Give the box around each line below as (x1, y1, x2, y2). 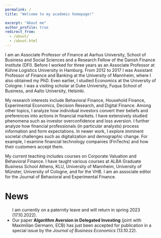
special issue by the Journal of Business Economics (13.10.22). (12, 227, 137, 233)
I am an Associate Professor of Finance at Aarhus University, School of (5, 51, 146, 57)
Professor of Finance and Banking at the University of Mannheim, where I (5, 72, 151, 78)
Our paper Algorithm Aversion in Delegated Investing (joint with (12, 217, 142, 223)
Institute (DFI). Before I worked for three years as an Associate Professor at (5, 62, 155, 68)
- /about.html (9, 38, 38, 44)
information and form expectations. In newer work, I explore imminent (5, 128, 144, 134)
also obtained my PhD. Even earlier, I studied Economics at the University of (5, 77, 156, 83)
